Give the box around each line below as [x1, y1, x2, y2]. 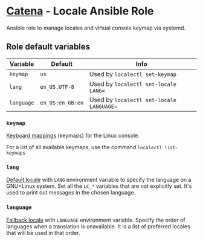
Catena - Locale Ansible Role [6, 4, 154, 18]
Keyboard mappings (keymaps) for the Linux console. [6, 132, 140, 140]
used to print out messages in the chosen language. [6, 189, 136, 196]
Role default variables [6, 42, 91, 52]
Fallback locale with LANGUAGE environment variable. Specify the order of [6, 216, 185, 223]
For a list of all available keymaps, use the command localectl [6, 144, 162, 151]
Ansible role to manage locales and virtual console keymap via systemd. [6, 24, 186, 31]
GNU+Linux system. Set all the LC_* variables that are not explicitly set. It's [6, 182, 192, 190]
